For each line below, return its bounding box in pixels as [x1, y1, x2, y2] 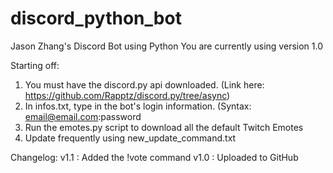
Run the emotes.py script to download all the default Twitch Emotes [24, 121, 304, 133]
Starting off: [10, 59, 60, 71]
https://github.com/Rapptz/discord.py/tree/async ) [24, 89, 231, 101]
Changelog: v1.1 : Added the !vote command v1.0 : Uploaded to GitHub [10, 151, 299, 163]
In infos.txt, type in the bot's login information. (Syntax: [24, 100, 252, 112]
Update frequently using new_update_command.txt [24, 132, 237, 144]
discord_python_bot [10, 7, 182, 30]
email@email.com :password [24, 110, 142, 122]
